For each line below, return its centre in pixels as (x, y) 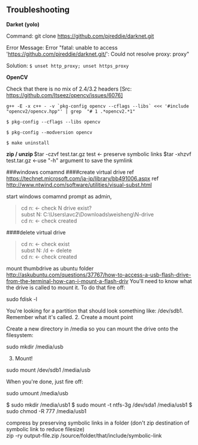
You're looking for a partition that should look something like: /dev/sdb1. (95, 311)
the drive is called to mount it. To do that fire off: (66, 287)
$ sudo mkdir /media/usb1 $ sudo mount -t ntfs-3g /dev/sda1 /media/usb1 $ (99, 405)
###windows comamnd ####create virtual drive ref (70, 172)
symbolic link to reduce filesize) (46, 429)
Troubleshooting (38, 10)
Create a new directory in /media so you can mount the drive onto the (92, 329)
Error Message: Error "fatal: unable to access (62, 47)
